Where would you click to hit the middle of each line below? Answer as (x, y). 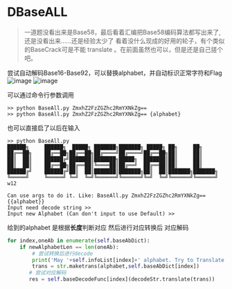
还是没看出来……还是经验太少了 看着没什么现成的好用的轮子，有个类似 (124, 41)
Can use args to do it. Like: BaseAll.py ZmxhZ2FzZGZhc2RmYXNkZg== (107, 195)
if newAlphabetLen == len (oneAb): (69, 247)
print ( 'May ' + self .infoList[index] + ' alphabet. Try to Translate (128, 260)
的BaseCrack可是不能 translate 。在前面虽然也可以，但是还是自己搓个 (124, 49)
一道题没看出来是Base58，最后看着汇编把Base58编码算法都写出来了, (122, 32)
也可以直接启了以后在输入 (44, 128)
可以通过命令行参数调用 (41, 95)
